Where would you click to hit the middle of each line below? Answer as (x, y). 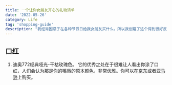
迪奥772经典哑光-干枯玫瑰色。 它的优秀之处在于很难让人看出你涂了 (83, 64)
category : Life (21, 19)
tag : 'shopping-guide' (29, 24)
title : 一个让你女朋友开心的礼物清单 (40, 10)
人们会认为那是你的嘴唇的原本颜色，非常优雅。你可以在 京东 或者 (89, 71)
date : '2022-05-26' (26, 15)
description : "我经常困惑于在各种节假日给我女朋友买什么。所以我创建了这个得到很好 (84, 29)
